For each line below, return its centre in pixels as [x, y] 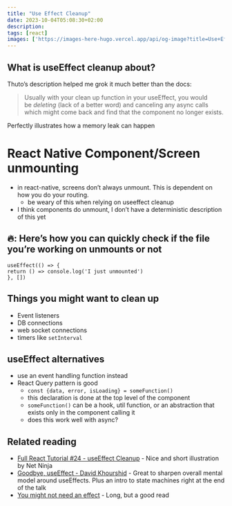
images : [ [21, 39]
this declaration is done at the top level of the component [109, 398]
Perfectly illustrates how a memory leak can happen [81, 125]
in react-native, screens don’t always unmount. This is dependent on [115, 187]
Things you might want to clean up [83, 299]
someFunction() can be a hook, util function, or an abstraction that [121, 405]
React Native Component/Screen [104, 154]
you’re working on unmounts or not [85, 250]
